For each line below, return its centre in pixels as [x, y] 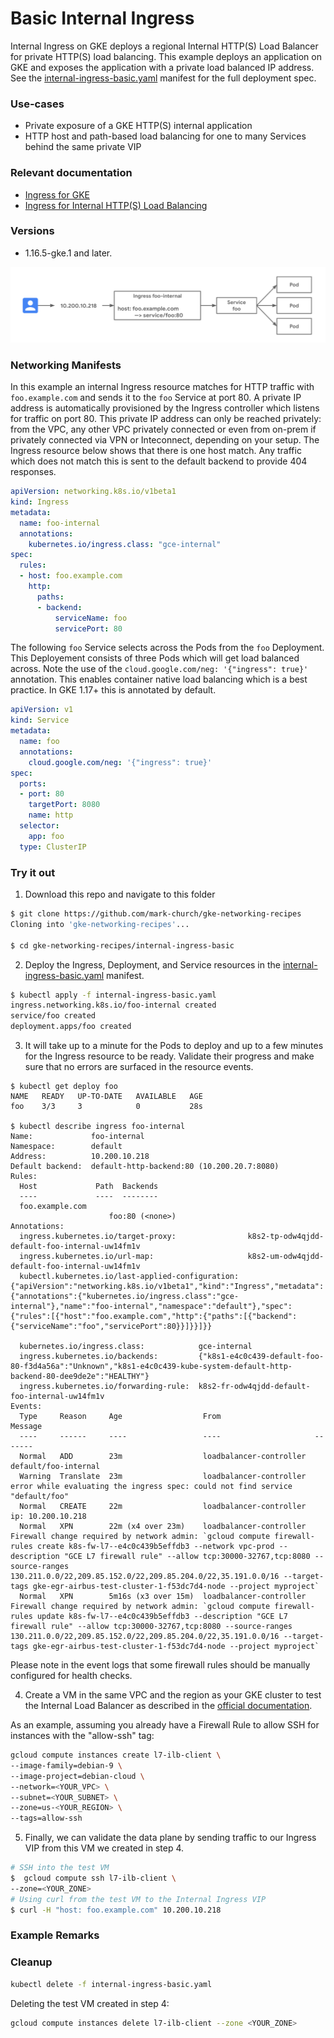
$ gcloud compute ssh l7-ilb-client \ [93, 1878]
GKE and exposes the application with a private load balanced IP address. [162, 67]
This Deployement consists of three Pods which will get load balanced [155, 658]
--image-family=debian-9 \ [66, 1765]
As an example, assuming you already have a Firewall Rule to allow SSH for [165, 1725]
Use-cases [37, 104]
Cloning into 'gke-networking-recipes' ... [100, 924]
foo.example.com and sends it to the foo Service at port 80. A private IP [156, 398]
